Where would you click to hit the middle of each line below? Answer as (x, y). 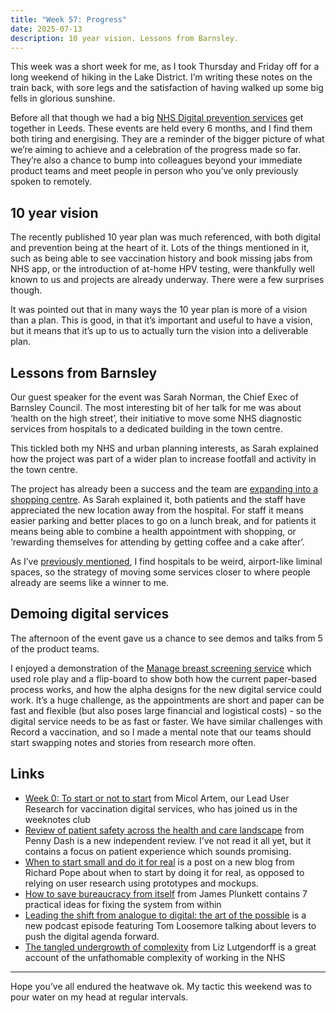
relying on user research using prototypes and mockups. (141, 883)
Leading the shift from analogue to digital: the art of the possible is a (165, 915)
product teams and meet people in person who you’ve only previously (154, 171)
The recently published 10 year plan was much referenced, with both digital (165, 237)
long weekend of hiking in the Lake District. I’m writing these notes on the (161, 77)
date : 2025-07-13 (46, 29)
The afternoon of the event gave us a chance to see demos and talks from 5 (166, 638)
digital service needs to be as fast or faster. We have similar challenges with (166, 721)
